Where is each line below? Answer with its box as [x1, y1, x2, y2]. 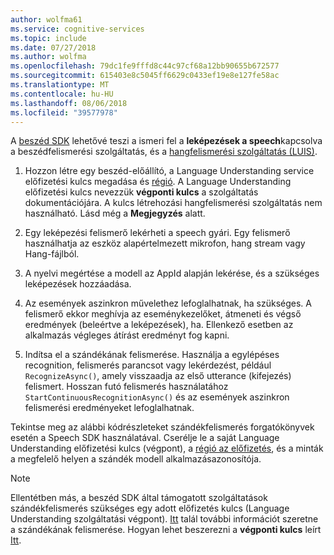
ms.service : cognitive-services [10, 24, 145, 34]
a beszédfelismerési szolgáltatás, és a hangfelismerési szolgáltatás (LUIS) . [10, 146, 318, 158]
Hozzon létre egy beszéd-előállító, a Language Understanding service [24, 165, 315, 177]
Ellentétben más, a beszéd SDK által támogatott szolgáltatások [10, 492, 268, 504]
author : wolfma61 [10, 14, 83, 25]
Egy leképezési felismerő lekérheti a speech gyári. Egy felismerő [24, 227, 291, 239]
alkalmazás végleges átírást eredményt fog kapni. [24, 329, 230, 341]
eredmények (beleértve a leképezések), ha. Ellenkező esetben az [24, 319, 294, 331]
